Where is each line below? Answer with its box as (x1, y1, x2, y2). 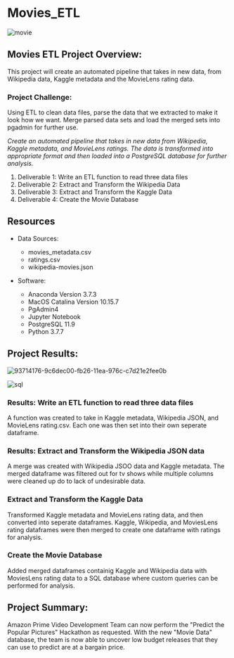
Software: (17, 276, 46, 285)
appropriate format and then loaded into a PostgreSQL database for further (7, 152, 227, 160)
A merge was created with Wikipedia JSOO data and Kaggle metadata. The (7, 462, 225, 470)
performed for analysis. (7, 581, 75, 590)
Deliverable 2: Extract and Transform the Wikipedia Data (17, 181, 181, 189)
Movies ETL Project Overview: (7, 49, 143, 60)
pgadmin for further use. (7, 123, 79, 131)
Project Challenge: (7, 92, 72, 102)
